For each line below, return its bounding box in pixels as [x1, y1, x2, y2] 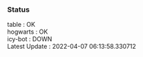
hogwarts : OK [7, 27, 48, 36]
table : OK [7, 21, 36, 29]
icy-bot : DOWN [7, 35, 53, 43]
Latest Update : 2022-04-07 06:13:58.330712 [7, 43, 137, 51]
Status [7, 5, 30, 14]
